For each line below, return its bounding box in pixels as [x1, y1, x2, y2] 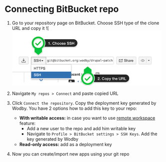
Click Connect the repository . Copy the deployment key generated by [11, 100, 157, 106]
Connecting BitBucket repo [4, 3, 119, 15]
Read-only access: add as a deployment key [19, 142, 112, 147]
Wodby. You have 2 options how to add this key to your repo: [11, 105, 138, 111]
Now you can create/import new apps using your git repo [11, 151, 130, 157]
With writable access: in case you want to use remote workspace [19, 115, 156, 121]
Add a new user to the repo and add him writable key [26, 126, 136, 131]
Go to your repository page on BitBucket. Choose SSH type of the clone [11, 20, 160, 26]
